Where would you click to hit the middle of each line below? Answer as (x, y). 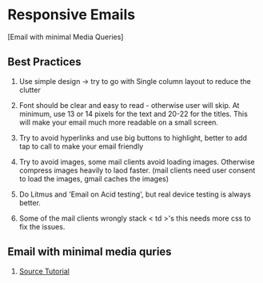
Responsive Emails (72, 15)
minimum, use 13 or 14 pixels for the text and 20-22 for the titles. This (133, 114)
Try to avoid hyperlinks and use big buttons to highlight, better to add (133, 138)
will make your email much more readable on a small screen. (119, 122)
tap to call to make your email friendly (81, 146)
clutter (30, 90)
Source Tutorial (44, 271)
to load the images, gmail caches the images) (94, 178)
